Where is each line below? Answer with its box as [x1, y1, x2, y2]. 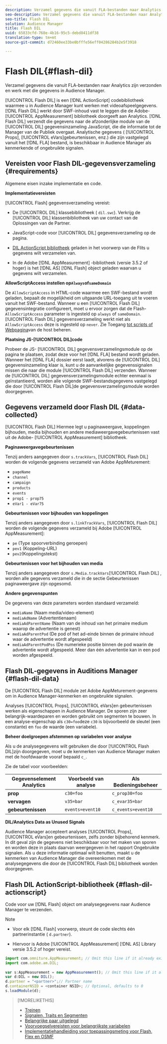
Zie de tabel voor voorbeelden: [5, 764, 69, 770]
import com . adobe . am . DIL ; [5, 960, 59, 966]
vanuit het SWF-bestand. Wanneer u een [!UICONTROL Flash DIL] [5, 300, 140, 306]
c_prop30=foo [111, 790, 143, 796]
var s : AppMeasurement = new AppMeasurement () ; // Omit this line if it [5, 970, 157, 975]
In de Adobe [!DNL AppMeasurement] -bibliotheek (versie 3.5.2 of [12, 260, 148, 265]
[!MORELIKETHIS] [17, 997, 54, 1003]
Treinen [24, 1007, 41, 1013]
